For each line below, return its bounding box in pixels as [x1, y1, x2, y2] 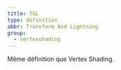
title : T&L [7, 10, 39, 17]
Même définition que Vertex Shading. [7, 55, 115, 63]
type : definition [7, 17, 58, 24]
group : [7, 29, 27, 37]
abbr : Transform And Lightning [7, 23, 99, 30]
